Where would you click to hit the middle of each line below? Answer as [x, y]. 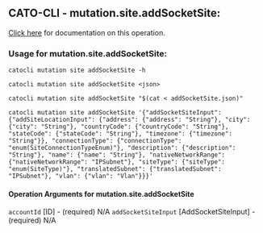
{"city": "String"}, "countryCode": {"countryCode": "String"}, [119, 127]
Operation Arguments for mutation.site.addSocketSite [102, 193]
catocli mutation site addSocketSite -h [77, 71]
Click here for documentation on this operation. [87, 32]
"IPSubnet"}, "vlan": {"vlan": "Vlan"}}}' [81, 177]
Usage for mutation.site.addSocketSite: [88, 53]
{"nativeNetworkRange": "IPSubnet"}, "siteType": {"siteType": [117, 162]
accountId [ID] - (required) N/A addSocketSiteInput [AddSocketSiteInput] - [132, 212]
